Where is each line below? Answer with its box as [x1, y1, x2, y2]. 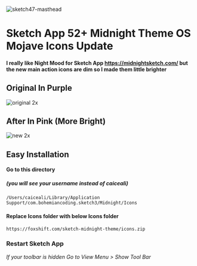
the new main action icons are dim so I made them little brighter [6, 66, 167, 73]
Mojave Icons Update [6, 39, 113, 53]
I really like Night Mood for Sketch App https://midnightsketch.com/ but [6, 59, 188, 66]
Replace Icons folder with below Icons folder [6, 212, 119, 219]
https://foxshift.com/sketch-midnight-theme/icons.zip [6, 226, 146, 232]
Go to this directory [6, 166, 56, 173]
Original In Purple [6, 83, 73, 93]
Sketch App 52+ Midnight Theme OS [6, 27, 191, 40]
